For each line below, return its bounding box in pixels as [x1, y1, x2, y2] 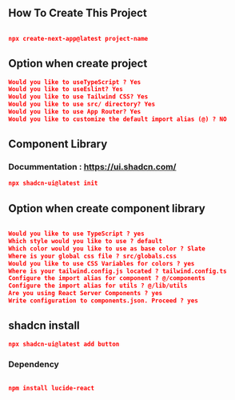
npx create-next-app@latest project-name [8, 34, 149, 42]
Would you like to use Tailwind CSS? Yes [8, 93, 149, 101]
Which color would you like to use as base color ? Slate [8, 244, 205, 253]
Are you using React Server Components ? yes [8, 290, 162, 298]
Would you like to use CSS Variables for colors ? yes [8, 259, 195, 267]
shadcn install [8, 319, 80, 333]
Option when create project [8, 57, 148, 70]
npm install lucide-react [8, 384, 94, 392]
